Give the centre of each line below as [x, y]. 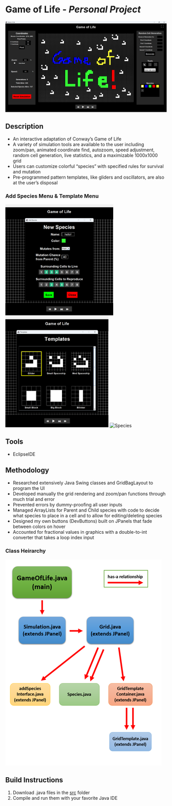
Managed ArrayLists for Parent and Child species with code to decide [86, 510]
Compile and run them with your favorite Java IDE [65, 798]
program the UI [29, 488]
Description [24, 126]
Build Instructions [34, 780]
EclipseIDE [24, 454]
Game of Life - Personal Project [73, 10]
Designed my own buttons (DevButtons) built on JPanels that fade [82, 521]
